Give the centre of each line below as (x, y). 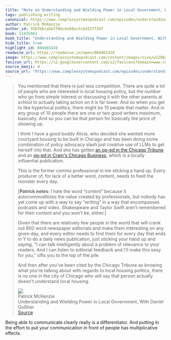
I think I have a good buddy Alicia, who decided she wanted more (86, 134)
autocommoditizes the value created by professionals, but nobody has (92, 197)
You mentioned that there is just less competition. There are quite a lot (91, 86)
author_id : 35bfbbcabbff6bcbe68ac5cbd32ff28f (54, 29)
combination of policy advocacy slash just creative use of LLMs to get (91, 145)
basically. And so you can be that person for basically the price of (87, 118)
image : (12, 57)
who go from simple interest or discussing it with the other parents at (90, 97)
